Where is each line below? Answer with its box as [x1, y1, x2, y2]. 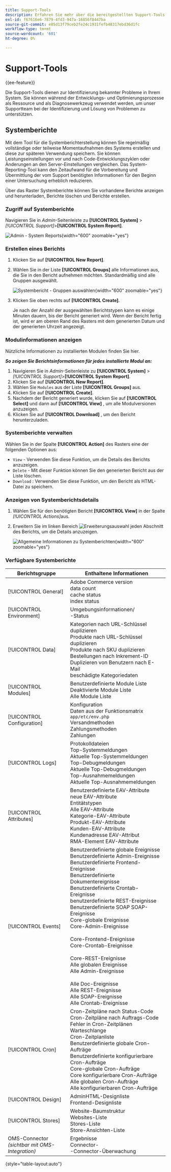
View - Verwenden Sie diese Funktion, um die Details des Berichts [12, 456, 150, 463]
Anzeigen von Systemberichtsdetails [5, 496, 99, 503]
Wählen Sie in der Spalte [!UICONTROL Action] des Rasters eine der [5, 441, 149, 447]
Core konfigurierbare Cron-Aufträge [70, 1072, 158, 1079]
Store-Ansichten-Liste [70, 1127, 125, 1134]
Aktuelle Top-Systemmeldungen [70, 753, 149, 760]
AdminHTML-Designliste [70, 1093, 130, 1100]
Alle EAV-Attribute [70, 806, 114, 813]
